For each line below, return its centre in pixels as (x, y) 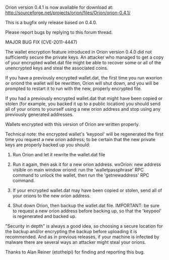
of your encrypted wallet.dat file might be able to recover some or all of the (83, 62)
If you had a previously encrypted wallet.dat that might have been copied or (84, 98)
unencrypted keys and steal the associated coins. (57, 68)
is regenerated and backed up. (44, 216)
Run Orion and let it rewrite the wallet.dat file (59, 155)
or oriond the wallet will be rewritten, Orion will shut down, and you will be (82, 83)
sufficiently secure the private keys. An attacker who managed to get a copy (84, 57)
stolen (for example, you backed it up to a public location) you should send (83, 104)
